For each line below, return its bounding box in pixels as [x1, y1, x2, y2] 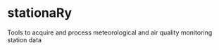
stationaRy [7, 5, 73, 21]
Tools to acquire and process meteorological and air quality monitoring [7, 28, 213, 37]
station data [7, 35, 42, 44]
